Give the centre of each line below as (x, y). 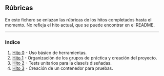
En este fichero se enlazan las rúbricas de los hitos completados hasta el (78, 19)
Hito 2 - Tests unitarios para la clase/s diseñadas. (62, 63)
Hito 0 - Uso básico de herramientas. (49, 53)
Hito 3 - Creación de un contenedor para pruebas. (62, 68)
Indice (13, 42)
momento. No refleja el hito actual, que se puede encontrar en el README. (80, 25)
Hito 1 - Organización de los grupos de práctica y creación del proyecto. (84, 58)
